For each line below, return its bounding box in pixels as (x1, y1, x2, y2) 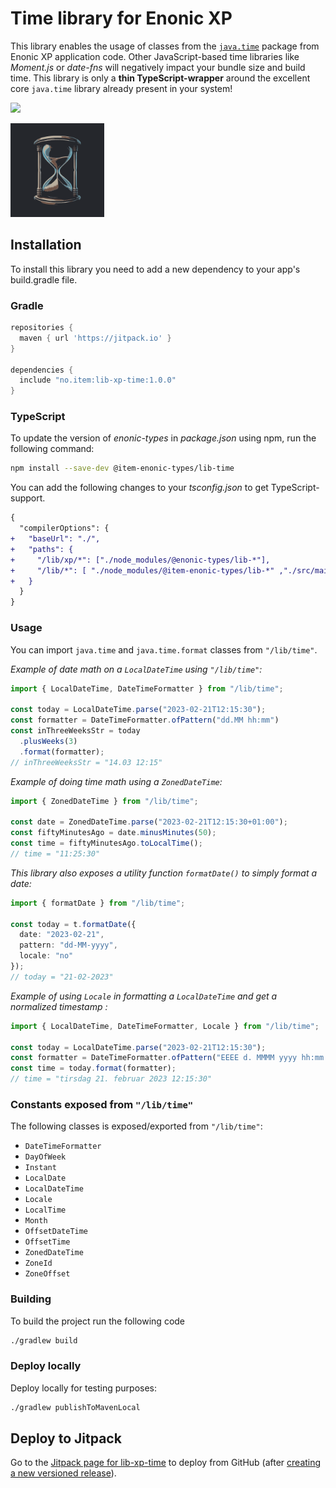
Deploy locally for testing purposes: (10, 1382, 158, 1394)
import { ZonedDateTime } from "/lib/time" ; (10, 796, 199, 806)
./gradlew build (10, 1335, 78, 1346)
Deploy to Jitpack (10, 1430, 122, 1447)
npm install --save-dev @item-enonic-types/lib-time (10, 463, 235, 474)
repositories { (10, 323, 74, 333)
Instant (24, 1163, 57, 1173)
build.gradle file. (10, 273, 78, 286)
